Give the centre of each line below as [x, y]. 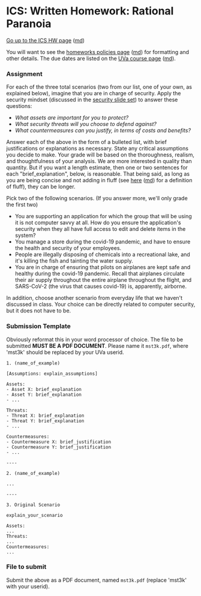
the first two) [22, 204]
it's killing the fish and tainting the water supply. [74, 261]
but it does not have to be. [39, 311]
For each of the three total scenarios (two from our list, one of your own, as [99, 87]
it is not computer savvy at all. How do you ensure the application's [98, 222]
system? [25, 236]
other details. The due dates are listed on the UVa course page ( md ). [91, 58]
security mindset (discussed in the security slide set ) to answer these [92, 100]
